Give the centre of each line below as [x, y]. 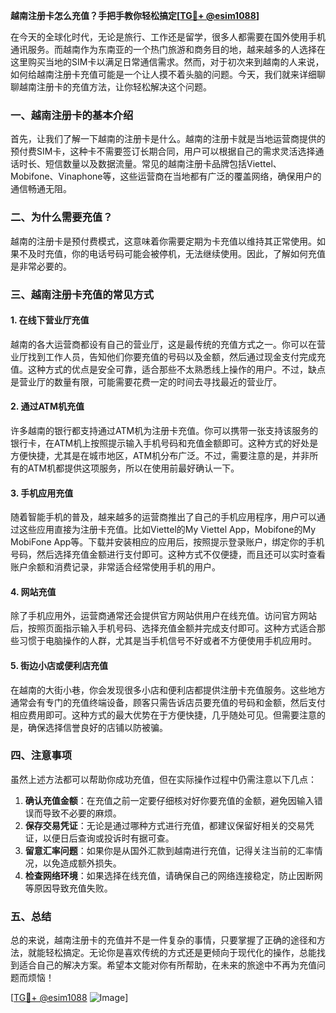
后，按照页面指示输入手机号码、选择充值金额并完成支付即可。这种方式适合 [163, 628]
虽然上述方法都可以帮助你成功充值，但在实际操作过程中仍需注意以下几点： [163, 779]
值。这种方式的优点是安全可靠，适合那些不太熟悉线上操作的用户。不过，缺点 [168, 369]
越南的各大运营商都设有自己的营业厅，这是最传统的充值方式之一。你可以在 [163, 344]
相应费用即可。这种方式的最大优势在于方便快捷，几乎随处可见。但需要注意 [163, 715]
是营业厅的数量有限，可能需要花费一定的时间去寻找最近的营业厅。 [146, 381]
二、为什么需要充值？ [61, 217]
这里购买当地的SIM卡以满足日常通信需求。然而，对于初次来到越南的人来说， [167, 62]
